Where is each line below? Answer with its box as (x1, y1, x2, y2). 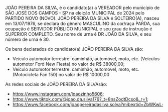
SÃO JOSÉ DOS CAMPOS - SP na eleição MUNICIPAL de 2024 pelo (5, 10, 144, 16)
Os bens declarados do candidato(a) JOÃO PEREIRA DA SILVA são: (5, 46, 144, 52)
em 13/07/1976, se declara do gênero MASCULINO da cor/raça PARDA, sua (5, 20, 160, 26)
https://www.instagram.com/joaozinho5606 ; (12, 91, 104, 97)
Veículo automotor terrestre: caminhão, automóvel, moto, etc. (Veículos (12, 56, 160, 62)
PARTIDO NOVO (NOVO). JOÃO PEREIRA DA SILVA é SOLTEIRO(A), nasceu (5, 15, 159, 21)
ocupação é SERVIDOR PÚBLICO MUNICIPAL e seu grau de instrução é (5, 26, 153, 32)
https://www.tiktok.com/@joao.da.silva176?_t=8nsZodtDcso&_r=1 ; (12, 96, 149, 102)
